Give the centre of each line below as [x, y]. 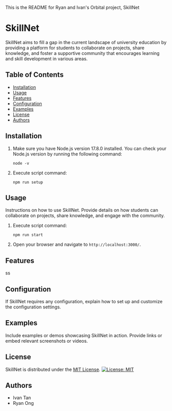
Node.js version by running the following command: [67, 154]
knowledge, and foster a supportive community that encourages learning [83, 53]
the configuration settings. [33, 307]
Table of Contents [35, 75]
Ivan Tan [22, 398]
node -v [21, 163]
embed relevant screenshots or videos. [47, 341]
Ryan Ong [23, 403]
